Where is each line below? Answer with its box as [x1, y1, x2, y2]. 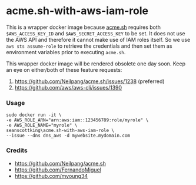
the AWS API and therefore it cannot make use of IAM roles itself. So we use [6, 36, 191, 43]
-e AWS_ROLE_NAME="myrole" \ [6, 123, 78, 128]
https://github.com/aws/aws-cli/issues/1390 [14, 84, 122, 91]
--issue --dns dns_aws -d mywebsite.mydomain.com [6, 133, 131, 139]
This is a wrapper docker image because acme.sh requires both [6, 24, 161, 31]
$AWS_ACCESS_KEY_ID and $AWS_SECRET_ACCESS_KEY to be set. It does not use [6, 29, 185, 37]
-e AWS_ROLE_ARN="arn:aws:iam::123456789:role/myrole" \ [6, 117, 149, 123]
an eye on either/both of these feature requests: [6, 66, 122, 73]
